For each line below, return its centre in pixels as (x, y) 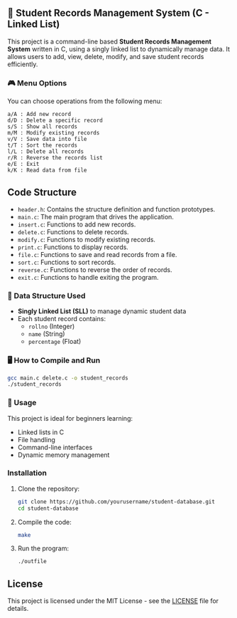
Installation (27, 473)
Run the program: (43, 548)
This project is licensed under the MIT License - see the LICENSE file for (113, 601)
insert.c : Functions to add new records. (77, 224)
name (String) (46, 334)
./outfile (32, 562)
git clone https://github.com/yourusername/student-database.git (116, 502)
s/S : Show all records (43, 127)
